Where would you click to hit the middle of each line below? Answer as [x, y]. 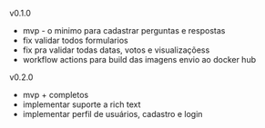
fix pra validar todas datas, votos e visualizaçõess [116, 50]
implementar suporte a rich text [82, 104]
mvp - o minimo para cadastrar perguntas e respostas [124, 30]
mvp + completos [56, 95]
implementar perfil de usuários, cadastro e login [112, 114]
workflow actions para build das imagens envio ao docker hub [139, 59]
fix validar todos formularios [76, 40]
